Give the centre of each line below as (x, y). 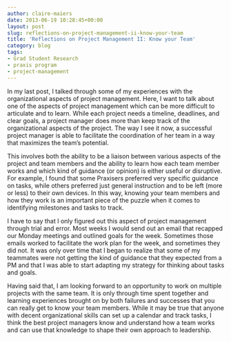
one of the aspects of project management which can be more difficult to (111, 106)
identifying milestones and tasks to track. (66, 208)
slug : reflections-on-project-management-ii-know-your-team (96, 33)
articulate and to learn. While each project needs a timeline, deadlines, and (113, 113)
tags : (15, 53)
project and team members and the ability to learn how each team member (113, 163)
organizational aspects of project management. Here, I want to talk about (111, 98)
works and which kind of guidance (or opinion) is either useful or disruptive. (115, 171)
